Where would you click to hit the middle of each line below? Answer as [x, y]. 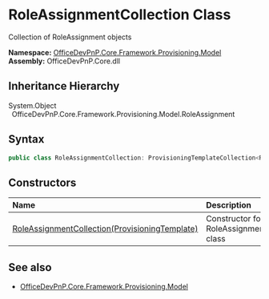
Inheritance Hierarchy [64, 86]
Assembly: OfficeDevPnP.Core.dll [64, 61]
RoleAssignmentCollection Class [120, 15]
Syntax [26, 139]
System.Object [32, 105]
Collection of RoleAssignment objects [70, 37]
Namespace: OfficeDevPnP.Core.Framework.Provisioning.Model [115, 52]
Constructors [42, 182]
